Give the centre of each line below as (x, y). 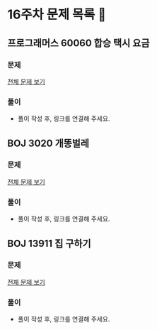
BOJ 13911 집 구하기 (49, 243)
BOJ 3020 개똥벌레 (48, 143)
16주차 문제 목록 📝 (57, 15)
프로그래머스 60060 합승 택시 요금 (78, 43)
